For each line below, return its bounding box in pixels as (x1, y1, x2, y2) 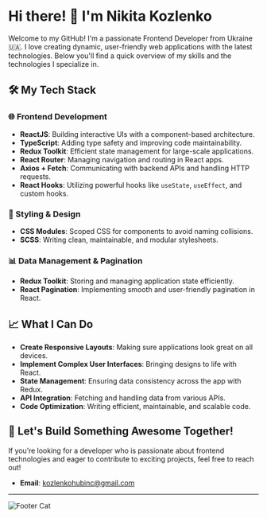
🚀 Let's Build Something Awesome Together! (8, 425, 234, 438)
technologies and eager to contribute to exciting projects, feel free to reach (8, 454, 254, 464)
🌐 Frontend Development (8, 111, 107, 123)
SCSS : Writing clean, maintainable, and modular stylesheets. (19, 235, 219, 244)
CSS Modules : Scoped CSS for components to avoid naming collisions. (19, 226, 253, 236)
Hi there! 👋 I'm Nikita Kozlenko (8, 7, 212, 25)
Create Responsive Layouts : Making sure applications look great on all (19, 342, 253, 352)
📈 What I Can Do (8, 317, 94, 331)
